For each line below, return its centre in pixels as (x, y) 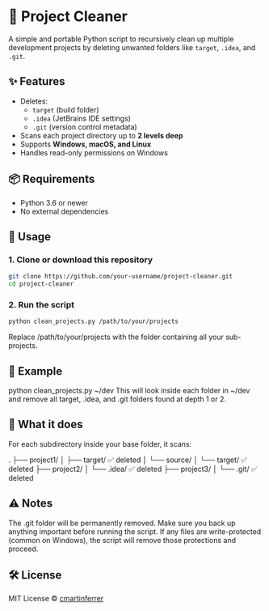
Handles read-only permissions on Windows (94, 152)
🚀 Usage (29, 237)
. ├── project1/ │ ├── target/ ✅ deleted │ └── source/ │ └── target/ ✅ (128, 460)
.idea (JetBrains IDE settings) (82, 118)
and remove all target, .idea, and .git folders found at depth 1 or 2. (118, 399)
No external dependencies (64, 211)
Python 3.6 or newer (54, 202)
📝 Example (36, 371)
